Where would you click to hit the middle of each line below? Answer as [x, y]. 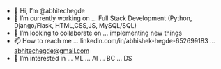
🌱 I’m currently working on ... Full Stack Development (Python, [103, 18]
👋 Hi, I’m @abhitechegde [49, 11]
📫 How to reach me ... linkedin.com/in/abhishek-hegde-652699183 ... [114, 41]
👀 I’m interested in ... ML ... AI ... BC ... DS [73, 58]
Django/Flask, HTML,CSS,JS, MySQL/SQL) [75, 25]
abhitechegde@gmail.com [51, 51]
